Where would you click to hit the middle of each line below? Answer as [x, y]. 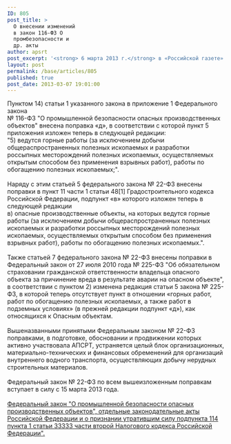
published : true [30, 78]
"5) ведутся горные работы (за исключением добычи [86, 140]
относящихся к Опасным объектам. [60, 316]
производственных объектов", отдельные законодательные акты [103, 412]
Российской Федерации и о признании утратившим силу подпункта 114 [113, 418]
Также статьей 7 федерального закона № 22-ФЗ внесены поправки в [110, 258]
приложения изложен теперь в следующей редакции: [87, 133]
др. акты [26, 46]
